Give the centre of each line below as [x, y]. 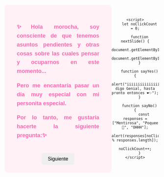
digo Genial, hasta [135, 88]
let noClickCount [140, 24]
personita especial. [42, 103]
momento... [32, 71]
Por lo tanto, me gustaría [58, 118]
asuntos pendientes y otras [58, 45]
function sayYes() [139, 71]
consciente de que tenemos [58, 36]
